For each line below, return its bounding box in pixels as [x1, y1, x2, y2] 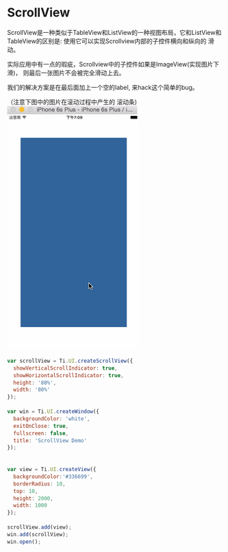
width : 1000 [13, 502, 48, 509]
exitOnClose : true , [13, 422, 69, 429]
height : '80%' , [13, 379, 57, 386]
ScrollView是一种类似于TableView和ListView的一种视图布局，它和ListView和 [7, 28, 222, 36]
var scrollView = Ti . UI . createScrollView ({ [7, 357, 134, 364]
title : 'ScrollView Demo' [13, 437, 88, 444]
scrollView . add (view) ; [7, 524, 72, 531]
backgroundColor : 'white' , [13, 415, 90, 422]
